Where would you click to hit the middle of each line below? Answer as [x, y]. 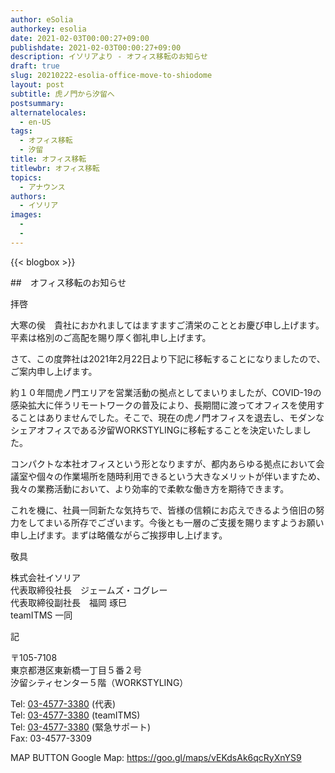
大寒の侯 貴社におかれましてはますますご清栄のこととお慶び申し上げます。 [167, 325]
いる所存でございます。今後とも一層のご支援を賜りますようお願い [189, 522]
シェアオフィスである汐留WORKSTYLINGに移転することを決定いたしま [156, 430]
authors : [28, 196]
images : [26, 215]
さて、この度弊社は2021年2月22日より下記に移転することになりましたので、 [168, 358]
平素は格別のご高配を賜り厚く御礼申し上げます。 [111, 337]
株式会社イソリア [45, 577]
